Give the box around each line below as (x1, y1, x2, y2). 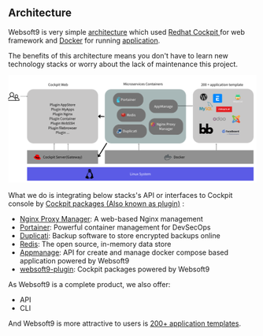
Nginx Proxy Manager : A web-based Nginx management (19, 214, 203, 223)
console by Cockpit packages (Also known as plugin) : (8, 199, 185, 208)
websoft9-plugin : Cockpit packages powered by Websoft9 (19, 264, 210, 274)
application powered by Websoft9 (19, 256, 130, 265)
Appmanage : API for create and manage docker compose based (19, 248, 229, 257)
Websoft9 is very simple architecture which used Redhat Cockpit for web (8, 27, 246, 36)
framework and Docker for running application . (8, 35, 161, 45)
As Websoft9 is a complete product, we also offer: (8, 279, 171, 289)
